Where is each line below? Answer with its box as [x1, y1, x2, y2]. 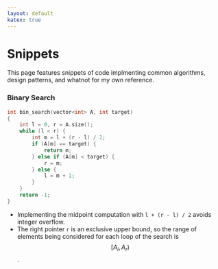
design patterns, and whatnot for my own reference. [7, 76, 155, 84]
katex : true [7, 16, 41, 23]
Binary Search [7, 93, 56, 103]
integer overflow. [16, 218, 65, 226]
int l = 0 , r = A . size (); [19, 121, 94, 128]
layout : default [7, 10, 53, 17]
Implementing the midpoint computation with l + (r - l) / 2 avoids [16, 210, 212, 218]
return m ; [43, 147, 72, 154]
